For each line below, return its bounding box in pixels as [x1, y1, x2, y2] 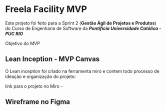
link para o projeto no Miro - [5, 83, 63, 89]
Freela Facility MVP [5, 3, 87, 15]
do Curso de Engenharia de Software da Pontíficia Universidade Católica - [5, 25, 161, 31]
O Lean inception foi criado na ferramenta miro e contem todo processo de [5, 68, 160, 74]
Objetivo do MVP [5, 40, 40, 46]
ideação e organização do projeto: [5, 73, 76, 79]
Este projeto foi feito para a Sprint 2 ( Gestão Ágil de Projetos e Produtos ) [5, 20, 156, 26]
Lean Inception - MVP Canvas [5, 55, 100, 63]
